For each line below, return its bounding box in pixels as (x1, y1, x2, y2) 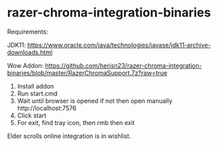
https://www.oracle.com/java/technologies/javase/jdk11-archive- (27, 41, 211, 49)
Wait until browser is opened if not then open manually (17, 96, 172, 104)
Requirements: (7, 27, 48, 36)
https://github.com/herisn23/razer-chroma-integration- (45, 61, 202, 69)
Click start (17, 111, 47, 120)
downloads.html (7, 48, 53, 56)
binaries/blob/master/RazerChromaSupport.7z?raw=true (7, 69, 168, 77)
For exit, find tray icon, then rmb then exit (17, 118, 135, 126)
